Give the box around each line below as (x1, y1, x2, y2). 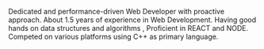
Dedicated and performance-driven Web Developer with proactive (8, 7, 224, 16)
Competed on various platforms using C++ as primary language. (8, 32, 219, 41)
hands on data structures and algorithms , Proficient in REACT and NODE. (8, 24, 248, 32)
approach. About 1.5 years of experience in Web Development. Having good (8, 15, 257, 24)
